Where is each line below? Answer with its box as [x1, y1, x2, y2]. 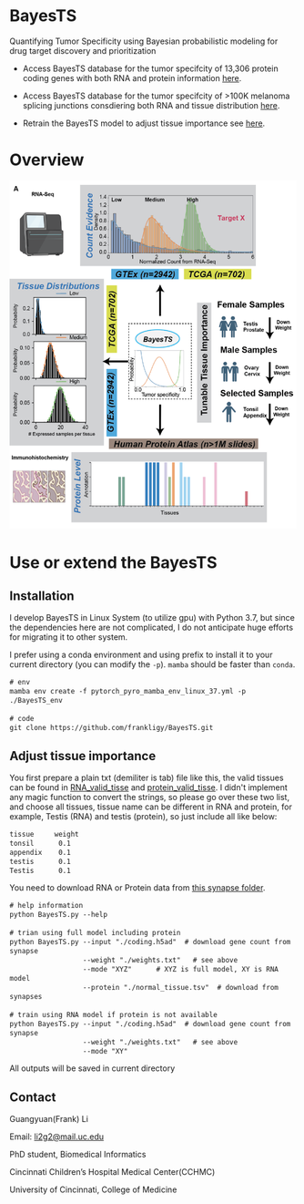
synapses [9, 993, 43, 1002]
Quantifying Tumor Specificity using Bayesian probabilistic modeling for [9, 36, 279, 46]
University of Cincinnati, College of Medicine [9, 1184, 177, 1195]
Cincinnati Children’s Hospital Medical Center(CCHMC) [9, 1166, 216, 1177]
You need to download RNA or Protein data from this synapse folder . [9, 882, 266, 893]
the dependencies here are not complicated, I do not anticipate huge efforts [9, 622, 294, 633]
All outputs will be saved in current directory [9, 1063, 176, 1074]
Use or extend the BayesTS [9, 552, 218, 572]
